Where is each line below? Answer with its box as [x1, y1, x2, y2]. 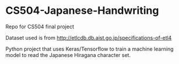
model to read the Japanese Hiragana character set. [5, 51, 131, 58]
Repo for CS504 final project [5, 23, 74, 30]
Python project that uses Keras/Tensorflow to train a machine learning [5, 45, 174, 52]
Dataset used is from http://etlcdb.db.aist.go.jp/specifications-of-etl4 [5, 34, 172, 41]
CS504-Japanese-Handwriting [5, 4, 159, 17]
